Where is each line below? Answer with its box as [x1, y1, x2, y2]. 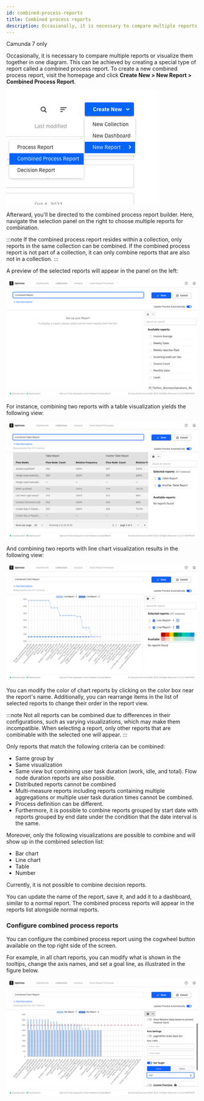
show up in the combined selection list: [6, 838, 105, 845]
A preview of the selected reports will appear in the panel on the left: [6, 267, 178, 274]
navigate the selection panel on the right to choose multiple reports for [6, 218, 184, 225]
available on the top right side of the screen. [6, 941, 118, 949]
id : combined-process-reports [6, 10, 83, 16]
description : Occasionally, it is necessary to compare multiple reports [6, 23, 198, 29]
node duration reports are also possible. [15, 774, 116, 782]
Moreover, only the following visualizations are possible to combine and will [6, 831, 196, 839]
